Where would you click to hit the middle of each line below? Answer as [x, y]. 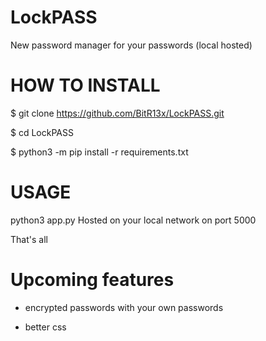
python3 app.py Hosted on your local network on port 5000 [133, 220]
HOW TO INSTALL [85, 85]
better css [45, 327]
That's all [29, 239]
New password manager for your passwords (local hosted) [131, 45]
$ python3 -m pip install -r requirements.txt [99, 152]
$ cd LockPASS [42, 132]
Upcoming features [92, 280]
